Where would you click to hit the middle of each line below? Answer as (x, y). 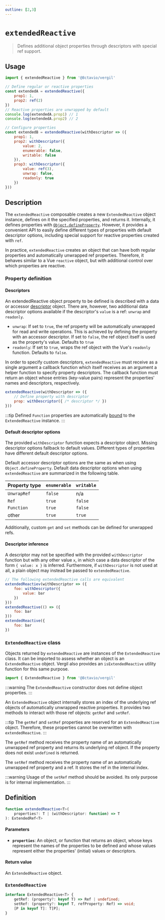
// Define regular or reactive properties (49, 87)
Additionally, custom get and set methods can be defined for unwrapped (79, 527)
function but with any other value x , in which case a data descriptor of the (80, 560)
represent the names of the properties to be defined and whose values (84, 846)
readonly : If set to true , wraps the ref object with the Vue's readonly (81, 347)
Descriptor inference (27, 544)
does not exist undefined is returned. (42, 753)
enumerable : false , (43, 151)
